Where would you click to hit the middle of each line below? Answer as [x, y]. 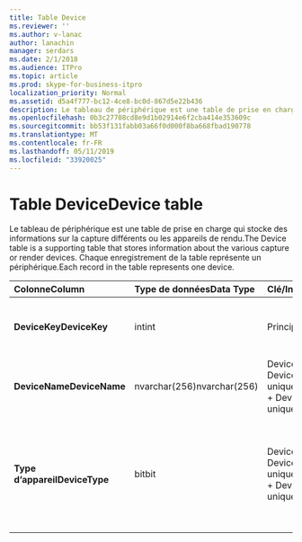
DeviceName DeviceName [70, 387]
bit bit [145, 475]
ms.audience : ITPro [46, 68]
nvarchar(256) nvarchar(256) [196, 387]
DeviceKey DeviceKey [61, 327]
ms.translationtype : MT [54, 135]
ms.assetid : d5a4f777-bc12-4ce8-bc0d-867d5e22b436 [106, 101]
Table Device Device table [107, 204]
